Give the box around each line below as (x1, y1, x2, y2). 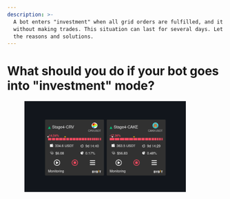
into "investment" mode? (7, 78, 155, 94)
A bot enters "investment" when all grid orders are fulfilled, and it (13, 18, 224, 25)
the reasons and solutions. (13, 33, 94, 40)
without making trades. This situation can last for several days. (13, 25, 211, 32)
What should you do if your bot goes (7, 63, 219, 79)
